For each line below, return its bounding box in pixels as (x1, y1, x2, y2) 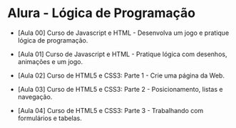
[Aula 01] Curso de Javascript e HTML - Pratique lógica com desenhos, (17, 50, 227, 58)
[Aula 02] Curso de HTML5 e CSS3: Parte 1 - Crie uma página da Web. (17, 71, 225, 80)
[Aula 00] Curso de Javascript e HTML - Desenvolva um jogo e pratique (17, 28, 230, 37)
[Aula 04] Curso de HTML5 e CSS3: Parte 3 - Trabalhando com (17, 106, 204, 114)
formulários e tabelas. (17, 114, 82, 122)
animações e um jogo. (17, 57, 83, 65)
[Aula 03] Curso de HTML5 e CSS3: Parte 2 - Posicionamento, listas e (17, 85, 223, 93)
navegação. (17, 92, 53, 101)
